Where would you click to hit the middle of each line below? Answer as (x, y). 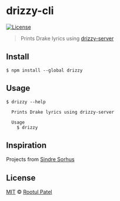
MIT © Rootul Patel (29, 192)
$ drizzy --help (26, 102)
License (21, 178)
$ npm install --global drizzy (44, 70)
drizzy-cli (30, 11)
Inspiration (26, 145)
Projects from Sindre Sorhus (40, 159)
